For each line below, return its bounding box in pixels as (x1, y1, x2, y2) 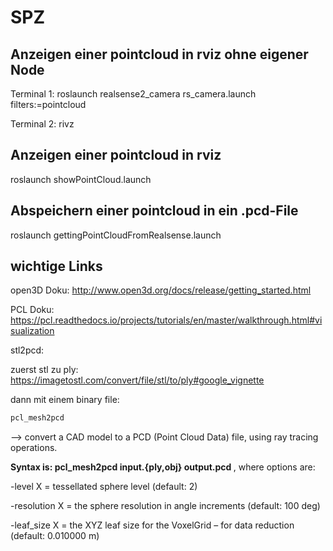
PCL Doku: (10, 304, 55, 316)
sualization (10, 325, 55, 337)
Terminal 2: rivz (10, 118, 75, 130)
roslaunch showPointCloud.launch (10, 173, 152, 185)
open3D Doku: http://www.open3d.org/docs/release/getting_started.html (10, 284, 312, 296)
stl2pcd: (10, 344, 45, 356)
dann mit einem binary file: (10, 394, 120, 406)
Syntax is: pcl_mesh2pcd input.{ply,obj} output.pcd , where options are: (10, 461, 316, 473)
